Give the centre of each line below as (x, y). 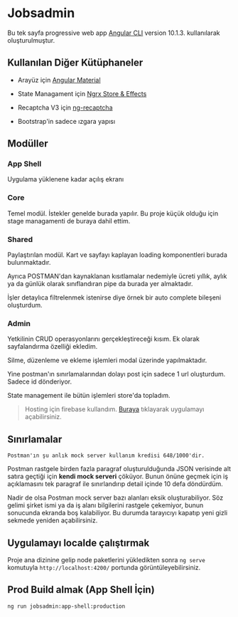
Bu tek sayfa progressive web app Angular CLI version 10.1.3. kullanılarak (114, 33)
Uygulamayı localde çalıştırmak (79, 543)
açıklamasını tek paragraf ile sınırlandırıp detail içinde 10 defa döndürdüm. (115, 484)
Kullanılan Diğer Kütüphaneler (75, 63)
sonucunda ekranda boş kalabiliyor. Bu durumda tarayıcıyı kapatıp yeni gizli (118, 513)
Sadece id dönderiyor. (40, 381)
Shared (20, 239)
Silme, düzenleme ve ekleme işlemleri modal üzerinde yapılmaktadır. (107, 360)
